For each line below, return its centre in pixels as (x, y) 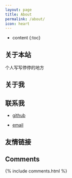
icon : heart (17, 24)
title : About (18, 14)
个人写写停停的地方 (25, 68)
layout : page (18, 10)
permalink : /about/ (25, 19)
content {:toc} (26, 38)
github (19, 115)
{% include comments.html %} (36, 171)
